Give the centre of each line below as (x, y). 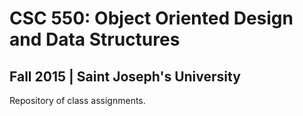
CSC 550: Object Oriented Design (151, 18)
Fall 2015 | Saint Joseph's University (125, 76)
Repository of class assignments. (77, 100)
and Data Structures (95, 39)
